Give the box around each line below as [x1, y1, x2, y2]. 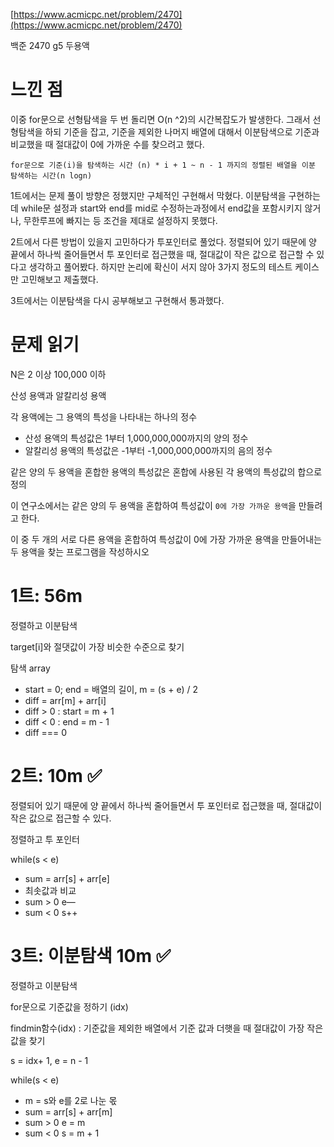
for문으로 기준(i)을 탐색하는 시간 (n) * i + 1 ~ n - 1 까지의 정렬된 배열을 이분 [10, 160, 316, 170]
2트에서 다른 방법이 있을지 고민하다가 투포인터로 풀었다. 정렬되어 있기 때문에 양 [10, 235, 317, 248]
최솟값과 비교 [24, 884, 77, 896]
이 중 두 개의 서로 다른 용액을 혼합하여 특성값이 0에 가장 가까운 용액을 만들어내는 [10, 533, 322, 545]
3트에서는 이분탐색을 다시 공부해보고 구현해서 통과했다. [10, 294, 225, 306]
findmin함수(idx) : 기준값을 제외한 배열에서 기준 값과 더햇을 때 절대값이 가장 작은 [10, 1022, 324, 1034]
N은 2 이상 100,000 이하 [10, 368, 107, 380]
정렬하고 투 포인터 [10, 833, 80, 845]
